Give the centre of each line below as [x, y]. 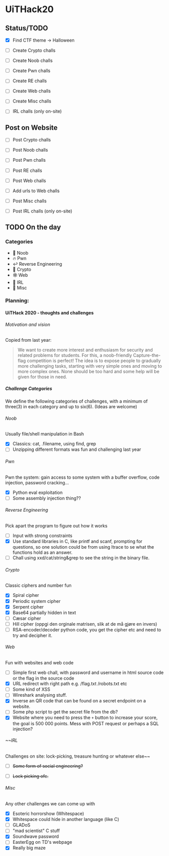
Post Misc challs [30, 201]
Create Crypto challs [34, 50]
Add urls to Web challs [36, 191]
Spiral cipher [26, 595]
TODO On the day [33, 227]
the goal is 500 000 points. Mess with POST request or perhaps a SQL [86, 723]
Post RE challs [27, 170]
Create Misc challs [32, 101]
